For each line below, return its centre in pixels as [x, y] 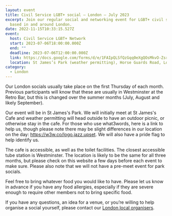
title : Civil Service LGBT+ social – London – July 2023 [67, 15]
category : [16, 67]
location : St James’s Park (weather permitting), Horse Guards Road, [85, 62]
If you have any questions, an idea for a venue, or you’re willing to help [80, 202]
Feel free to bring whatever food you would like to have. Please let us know [84, 181]
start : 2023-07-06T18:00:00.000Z [46, 44]
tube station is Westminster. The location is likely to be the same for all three [86, 155]
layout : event [20, 10]
